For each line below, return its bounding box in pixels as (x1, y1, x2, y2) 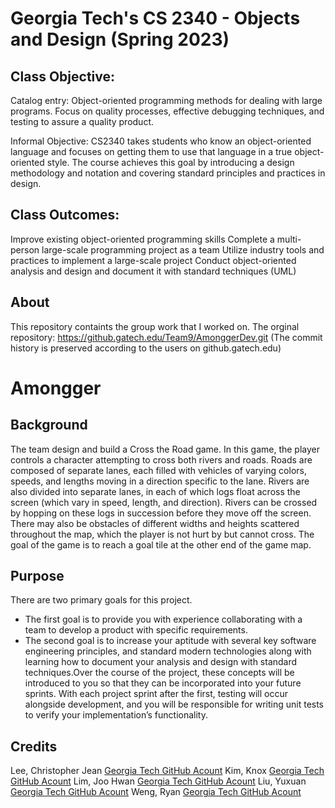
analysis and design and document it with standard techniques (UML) (10, 265, 297, 277)
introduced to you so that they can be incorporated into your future (24, 677, 302, 689)
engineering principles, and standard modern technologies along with (24, 645, 312, 657)
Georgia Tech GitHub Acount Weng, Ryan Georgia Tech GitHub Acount (10, 786, 302, 798)
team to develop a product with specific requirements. (24, 624, 248, 636)
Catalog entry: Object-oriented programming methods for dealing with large (10, 95, 323, 106)
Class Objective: (10, 68, 116, 85)
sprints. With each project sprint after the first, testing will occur (24, 688, 288, 700)
